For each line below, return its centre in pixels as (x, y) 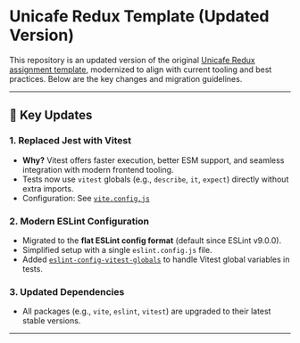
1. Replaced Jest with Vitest (71, 141)
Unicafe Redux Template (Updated (139, 16)
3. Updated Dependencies (67, 291)
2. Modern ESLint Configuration (79, 221)
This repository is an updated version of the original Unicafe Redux (133, 60)
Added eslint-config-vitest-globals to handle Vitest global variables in (156, 259)
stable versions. (51, 321)
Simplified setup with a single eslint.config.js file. (117, 249)
